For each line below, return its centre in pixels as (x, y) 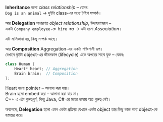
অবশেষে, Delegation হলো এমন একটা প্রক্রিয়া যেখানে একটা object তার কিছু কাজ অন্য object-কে (82, 109)
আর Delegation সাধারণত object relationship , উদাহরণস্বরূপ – (58, 23)
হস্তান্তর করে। (15, 115)
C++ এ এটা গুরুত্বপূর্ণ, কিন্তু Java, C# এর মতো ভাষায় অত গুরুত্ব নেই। (58, 99)
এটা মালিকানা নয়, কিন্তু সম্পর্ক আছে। (32, 39)
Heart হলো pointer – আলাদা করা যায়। (38, 88)
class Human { (20, 64)
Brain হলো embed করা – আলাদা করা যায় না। (42, 93)
